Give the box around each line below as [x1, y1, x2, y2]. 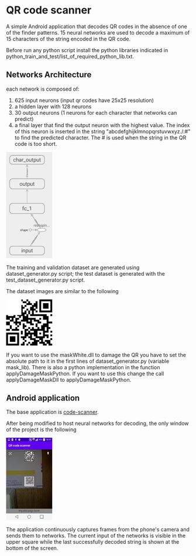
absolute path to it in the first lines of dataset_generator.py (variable [6, 358, 170, 365]
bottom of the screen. [6, 544, 59, 551]
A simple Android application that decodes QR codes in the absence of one [6, 23, 187, 30]
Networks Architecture [6, 70, 92, 80]
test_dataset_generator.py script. [6, 276, 85, 283]
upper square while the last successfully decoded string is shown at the [6, 538, 180, 545]
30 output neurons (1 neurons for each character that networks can [14, 109, 177, 116]
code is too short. [14, 140, 57, 147]
